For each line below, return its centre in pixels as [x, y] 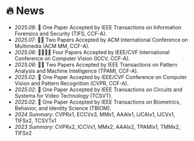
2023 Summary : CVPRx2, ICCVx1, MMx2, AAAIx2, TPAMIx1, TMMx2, [97, 126]
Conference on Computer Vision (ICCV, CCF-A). [72, 58]
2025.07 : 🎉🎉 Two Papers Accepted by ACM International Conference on [101, 40]
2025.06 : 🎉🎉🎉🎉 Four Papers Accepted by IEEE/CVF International [92, 52]
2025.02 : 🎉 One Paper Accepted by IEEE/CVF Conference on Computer [101, 77]
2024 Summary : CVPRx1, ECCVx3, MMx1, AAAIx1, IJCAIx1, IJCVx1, [95, 114]
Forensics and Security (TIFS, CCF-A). [60, 33]
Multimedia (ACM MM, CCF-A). [52, 46]
